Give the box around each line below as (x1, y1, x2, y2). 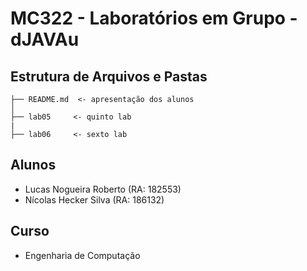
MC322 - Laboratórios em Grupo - (10, 7, 298, 30)
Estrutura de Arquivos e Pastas (10, 68, 208, 85)
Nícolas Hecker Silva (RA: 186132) (24, 193, 165, 206)
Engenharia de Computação (24, 249, 141, 261)
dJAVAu (10, 28, 80, 51)
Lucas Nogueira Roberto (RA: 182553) (24, 183, 182, 195)
